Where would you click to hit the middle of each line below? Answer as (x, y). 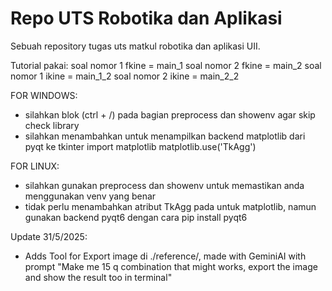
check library (52, 125)
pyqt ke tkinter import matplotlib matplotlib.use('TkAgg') (140, 146)
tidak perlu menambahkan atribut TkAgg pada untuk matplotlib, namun (170, 206)
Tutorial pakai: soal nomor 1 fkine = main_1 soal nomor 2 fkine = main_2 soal (166, 65)
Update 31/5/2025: (49, 236)
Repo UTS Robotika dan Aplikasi (146, 18)
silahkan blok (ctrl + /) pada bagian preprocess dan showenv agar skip (170, 114)
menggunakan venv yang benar (90, 196)
